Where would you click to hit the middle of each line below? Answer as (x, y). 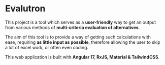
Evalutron (25, 9)
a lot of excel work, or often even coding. (47, 47)
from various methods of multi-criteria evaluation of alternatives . (72, 27)
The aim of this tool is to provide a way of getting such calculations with (78, 37)
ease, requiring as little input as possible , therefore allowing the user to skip (83, 42)
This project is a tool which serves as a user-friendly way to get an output (81, 22)
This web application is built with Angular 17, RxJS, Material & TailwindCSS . (82, 57)
